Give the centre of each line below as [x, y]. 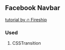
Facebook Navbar [32, 8]
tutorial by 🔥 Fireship [26, 19]
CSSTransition [26, 43]
